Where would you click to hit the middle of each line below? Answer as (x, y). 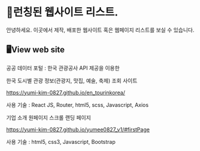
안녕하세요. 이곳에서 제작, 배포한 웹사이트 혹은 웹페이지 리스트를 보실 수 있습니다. (100, 30)
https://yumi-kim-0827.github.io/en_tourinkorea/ (66, 93)
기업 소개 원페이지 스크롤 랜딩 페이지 (49, 118)
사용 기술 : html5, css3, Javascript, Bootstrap (61, 141)
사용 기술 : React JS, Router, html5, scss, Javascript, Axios (77, 104)
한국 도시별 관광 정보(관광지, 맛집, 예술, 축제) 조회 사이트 (72, 81)
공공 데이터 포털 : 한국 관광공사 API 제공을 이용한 (63, 68)
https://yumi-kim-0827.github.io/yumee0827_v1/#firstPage (78, 130)
